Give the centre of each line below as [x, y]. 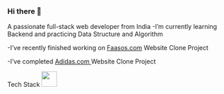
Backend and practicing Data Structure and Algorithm [85, 34]
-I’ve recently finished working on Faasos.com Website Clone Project [108, 48]
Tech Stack [24, 85]
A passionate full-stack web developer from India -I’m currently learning [112, 27]
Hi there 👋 [25, 11]
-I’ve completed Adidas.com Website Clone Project [82, 61]
